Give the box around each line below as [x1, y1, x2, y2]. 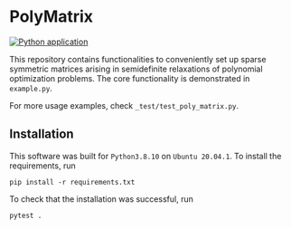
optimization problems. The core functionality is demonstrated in [9, 72, 250, 83]
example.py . [9, 82, 52, 93]
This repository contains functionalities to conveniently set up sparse [9, 53, 267, 64]
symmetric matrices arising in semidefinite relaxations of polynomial [9, 63, 264, 74]
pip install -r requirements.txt [9, 177, 136, 186]
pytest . [9, 211, 42, 220]
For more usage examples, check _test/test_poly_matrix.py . [9, 100, 239, 110]
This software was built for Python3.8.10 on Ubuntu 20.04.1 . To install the [9, 150, 282, 161]
